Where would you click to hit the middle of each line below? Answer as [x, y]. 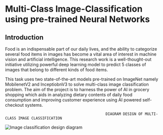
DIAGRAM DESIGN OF [124, 114]
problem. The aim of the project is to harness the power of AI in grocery [77, 89]
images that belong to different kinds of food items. [57, 70]
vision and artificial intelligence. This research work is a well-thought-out [78, 59]
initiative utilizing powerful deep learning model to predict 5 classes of [76, 65]
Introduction [24, 37]
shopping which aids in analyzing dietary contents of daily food [69, 95]
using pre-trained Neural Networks [78, 19]
